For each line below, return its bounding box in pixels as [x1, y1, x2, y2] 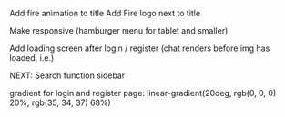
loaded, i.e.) [9, 53, 55, 63]
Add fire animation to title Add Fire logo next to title [9, 8, 201, 18]
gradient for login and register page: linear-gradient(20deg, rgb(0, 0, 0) [9, 88, 277, 98]
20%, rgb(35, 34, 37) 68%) [9, 97, 111, 108]
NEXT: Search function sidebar [9, 70, 126, 81]
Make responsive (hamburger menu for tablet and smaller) [9, 25, 229, 35]
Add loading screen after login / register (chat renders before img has [9, 43, 270, 54]
